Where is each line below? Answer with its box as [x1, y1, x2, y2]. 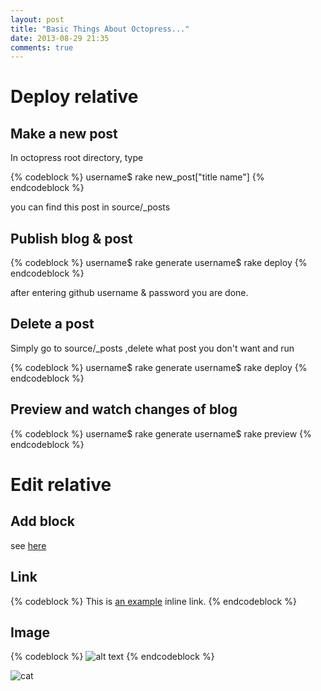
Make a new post [10, 125, 118, 142]
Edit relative [10, 473, 112, 496]
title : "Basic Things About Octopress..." [10, 24, 190, 34]
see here [10, 539, 47, 551]
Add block [10, 513, 75, 530]
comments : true [10, 42, 74, 53]
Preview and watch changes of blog [10, 401, 238, 418]
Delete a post [10, 316, 95, 333]
